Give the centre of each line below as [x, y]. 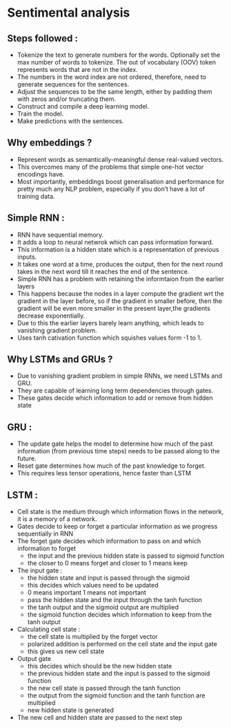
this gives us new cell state [66, 651]
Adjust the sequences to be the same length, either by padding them [114, 92]
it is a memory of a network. [57, 519]
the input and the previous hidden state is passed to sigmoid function [126, 556]
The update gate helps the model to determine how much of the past [115, 444]
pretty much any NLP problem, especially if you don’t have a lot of [111, 189]
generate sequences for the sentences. [73, 84]
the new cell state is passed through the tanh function [104, 688]
